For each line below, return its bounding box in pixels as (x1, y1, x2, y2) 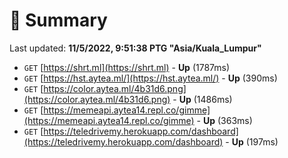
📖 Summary (9, 9, 108, 32)
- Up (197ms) (225, 135, 279, 148)
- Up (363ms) (196, 114, 253, 126)
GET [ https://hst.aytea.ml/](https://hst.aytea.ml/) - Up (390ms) (23, 72, 278, 84)
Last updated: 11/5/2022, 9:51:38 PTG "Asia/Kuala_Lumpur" (9, 42, 262, 54)
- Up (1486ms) (172, 93, 233, 105)
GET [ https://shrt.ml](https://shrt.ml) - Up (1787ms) (23, 61, 231, 73)
